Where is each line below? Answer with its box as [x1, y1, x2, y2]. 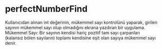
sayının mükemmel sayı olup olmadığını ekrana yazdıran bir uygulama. [5, 24, 145, 30]
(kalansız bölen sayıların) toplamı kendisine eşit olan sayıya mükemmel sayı [5, 35, 156, 41]
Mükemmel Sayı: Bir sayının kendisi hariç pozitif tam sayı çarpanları [5, 30, 140, 35]
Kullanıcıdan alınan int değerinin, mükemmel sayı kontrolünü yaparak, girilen [5, 19, 158, 25]
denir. [5, 40, 17, 46]
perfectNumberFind [5, 3, 88, 15]
